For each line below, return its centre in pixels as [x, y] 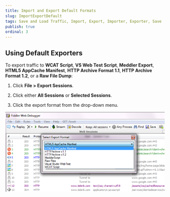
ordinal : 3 [17, 32]
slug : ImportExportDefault [34, 16]
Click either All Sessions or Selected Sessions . [62, 95]
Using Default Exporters [44, 53]
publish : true [20, 27]
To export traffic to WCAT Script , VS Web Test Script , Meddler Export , [80, 65]
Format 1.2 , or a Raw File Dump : [39, 76]
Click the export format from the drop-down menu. [66, 105]
